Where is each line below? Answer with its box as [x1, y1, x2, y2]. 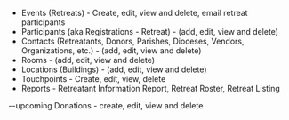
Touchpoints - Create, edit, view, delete [20, 74, 166, 84]
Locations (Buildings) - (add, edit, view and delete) [20, 64, 207, 75]
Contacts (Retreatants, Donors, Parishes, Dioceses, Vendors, [20, 36, 245, 46]
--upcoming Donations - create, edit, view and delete [8, 100, 204, 110]
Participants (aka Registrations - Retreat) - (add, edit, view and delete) [20, 27, 279, 36]
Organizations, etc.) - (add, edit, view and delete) [20, 45, 202, 56]
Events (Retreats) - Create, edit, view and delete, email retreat [20, 8, 248, 18]
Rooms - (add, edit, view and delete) [20, 55, 156, 65]
